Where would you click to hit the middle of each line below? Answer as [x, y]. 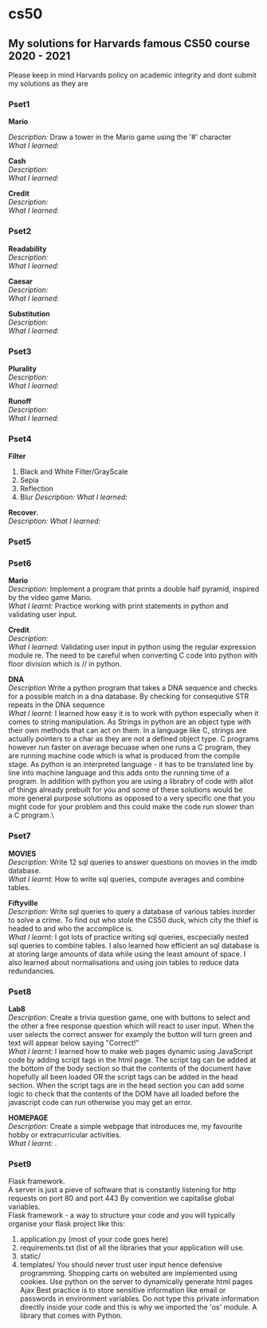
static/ [30, 1256]
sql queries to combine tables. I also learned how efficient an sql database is [134, 945]
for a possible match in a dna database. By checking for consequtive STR [129, 697]
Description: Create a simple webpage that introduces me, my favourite [126, 1126]
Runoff [20, 401]
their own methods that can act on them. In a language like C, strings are [128, 730]
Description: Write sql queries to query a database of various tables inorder [132, 911]
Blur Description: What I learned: [73, 497]
